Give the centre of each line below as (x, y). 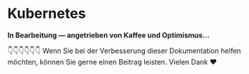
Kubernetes (47, 14)
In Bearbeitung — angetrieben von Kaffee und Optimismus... (109, 35)
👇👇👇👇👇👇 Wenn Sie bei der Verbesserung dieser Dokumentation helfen (124, 51)
